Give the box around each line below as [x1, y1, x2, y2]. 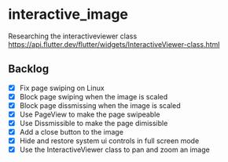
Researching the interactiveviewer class [8, 31, 138, 41]
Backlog [8, 63, 50, 76]
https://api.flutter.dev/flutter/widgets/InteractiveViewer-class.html [8, 39, 220, 49]
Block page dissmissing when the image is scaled [19, 100, 181, 110]
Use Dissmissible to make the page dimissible [19, 119, 168, 128]
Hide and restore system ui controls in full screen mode [19, 136, 200, 146]
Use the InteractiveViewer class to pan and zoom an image [19, 145, 210, 154]
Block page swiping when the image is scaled [19, 92, 168, 101]
